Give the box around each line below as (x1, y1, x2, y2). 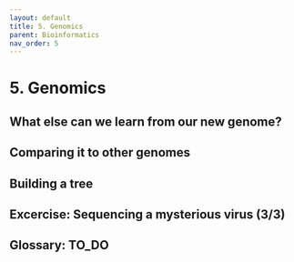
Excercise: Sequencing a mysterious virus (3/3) (9, 207, 286, 222)
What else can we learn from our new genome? (9, 114, 282, 129)
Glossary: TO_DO (9, 237, 109, 253)
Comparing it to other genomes (9, 145, 191, 160)
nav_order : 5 (9, 38, 59, 48)
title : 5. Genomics (9, 22, 84, 31)
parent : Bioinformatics (9, 30, 100, 39)
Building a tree (9, 176, 94, 191)
